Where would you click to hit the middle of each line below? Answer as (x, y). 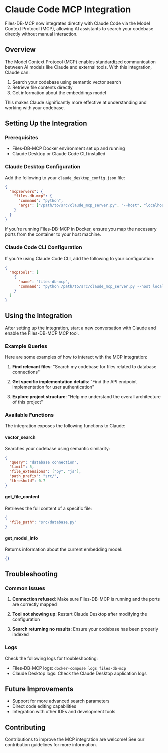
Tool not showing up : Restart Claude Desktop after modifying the (80, 614)
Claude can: (17, 72)
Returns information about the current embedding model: (64, 549)
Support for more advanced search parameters (61, 701)
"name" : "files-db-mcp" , (44, 282)
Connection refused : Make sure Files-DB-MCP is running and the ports (86, 599)
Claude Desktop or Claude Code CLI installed (59, 154)
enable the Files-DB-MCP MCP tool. (42, 333)
